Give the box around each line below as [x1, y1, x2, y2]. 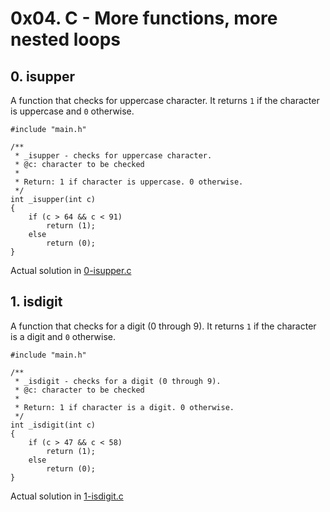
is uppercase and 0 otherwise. [10, 105, 135, 117]
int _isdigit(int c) [10, 420, 97, 430]
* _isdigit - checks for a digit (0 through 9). [14, 376, 222, 386]
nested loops [10, 28, 121, 51]
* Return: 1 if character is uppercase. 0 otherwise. [14, 177, 244, 187]
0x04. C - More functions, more [10, 7, 278, 30]
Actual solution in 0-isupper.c [10, 265, 132, 276]
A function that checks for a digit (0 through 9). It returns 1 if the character [10, 320, 317, 332]
